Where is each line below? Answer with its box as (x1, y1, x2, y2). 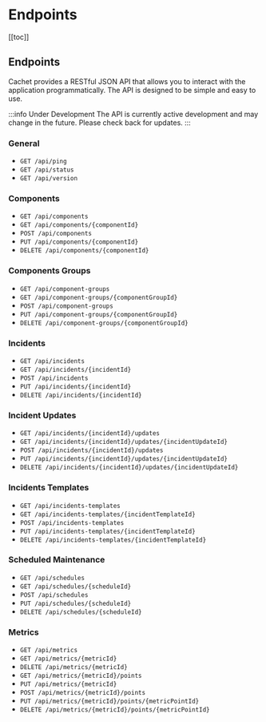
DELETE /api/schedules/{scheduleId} (19, 607, 142, 616)
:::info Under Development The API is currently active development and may (8, 109, 259, 119)
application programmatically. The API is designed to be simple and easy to (8, 85, 256, 95)
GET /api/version (19, 175, 78, 183)
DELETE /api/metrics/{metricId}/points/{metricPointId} (19, 706, 210, 714)
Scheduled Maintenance (8, 555, 105, 566)
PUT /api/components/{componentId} (19, 238, 139, 246)
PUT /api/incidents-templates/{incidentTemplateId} (19, 527, 196, 535)
